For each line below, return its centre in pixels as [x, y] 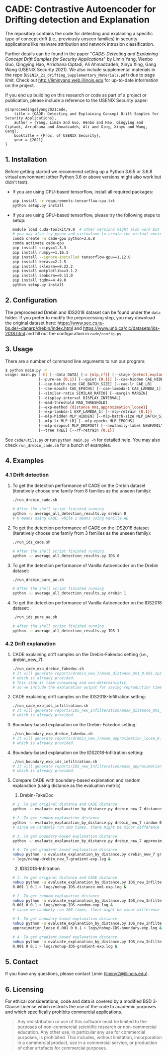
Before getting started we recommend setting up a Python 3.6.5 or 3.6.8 [79, 171]
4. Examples [25, 461]
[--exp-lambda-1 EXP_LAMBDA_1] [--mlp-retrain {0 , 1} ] [95, 412]
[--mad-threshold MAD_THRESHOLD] [73, 402]
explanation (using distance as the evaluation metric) [66, 786]
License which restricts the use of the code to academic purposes [88, 1007]
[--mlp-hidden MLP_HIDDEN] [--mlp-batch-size [86, 416]
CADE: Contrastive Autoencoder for [81, 9]
